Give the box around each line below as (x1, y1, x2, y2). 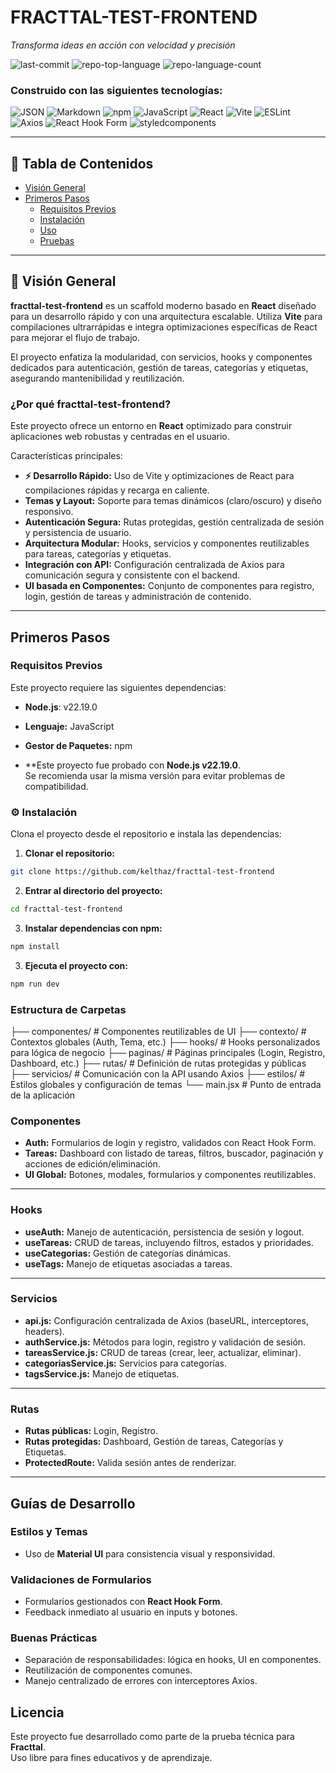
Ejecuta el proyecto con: (24, 959, 128, 971)
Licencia (10, 1704, 65, 1721)
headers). (24, 1325, 65, 1337)
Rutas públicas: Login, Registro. (24, 1425, 159, 1437)
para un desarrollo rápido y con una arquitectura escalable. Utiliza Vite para (10, 310, 323, 322)
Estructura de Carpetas (10, 1002, 127, 1016)
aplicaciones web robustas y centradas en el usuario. (10, 431, 230, 443)
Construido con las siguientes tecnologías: (10, 83, 223, 97)
